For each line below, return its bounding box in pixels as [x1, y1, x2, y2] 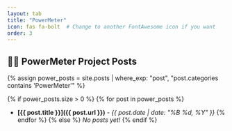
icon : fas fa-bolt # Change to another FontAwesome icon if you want [7, 23, 216, 30]
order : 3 [7, 29, 33, 37]
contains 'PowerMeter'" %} [7, 82, 85, 90]
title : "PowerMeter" [7, 17, 67, 24]
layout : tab [7, 10, 42, 17]
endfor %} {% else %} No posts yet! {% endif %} [17, 116, 158, 124]
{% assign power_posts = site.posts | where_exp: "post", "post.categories [7, 74, 219, 82]
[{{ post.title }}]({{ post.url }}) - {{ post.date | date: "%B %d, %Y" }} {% [17, 109, 226, 117]
